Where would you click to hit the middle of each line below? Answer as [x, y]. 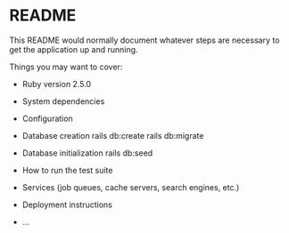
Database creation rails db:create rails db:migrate [113, 135]
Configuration [47, 118]
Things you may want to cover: [66, 67]
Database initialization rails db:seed [87, 153]
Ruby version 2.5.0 [57, 84]
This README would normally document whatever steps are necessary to [144, 40]
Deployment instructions [67, 205]
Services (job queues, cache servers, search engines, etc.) [131, 187]
